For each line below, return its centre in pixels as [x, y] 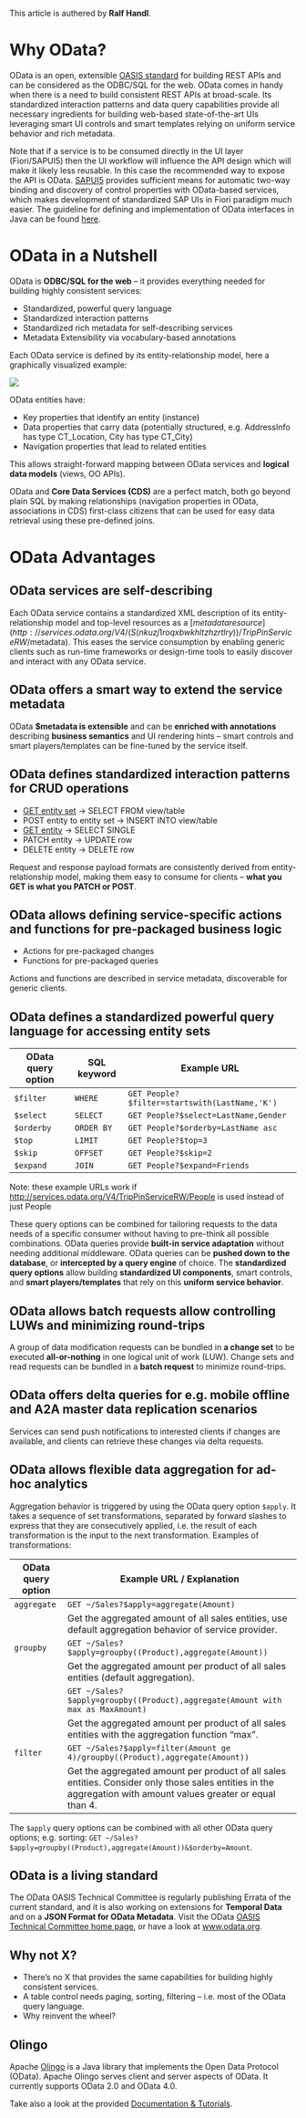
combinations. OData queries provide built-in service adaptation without [147, 1243]
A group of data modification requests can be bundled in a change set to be [152, 1347]
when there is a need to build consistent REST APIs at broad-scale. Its [141, 94]
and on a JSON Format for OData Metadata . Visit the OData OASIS [135, 1917]
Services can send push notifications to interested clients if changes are [145, 1431]
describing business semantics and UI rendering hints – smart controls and [152, 736]
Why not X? [43, 1955]
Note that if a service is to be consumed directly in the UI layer [127, 151]
